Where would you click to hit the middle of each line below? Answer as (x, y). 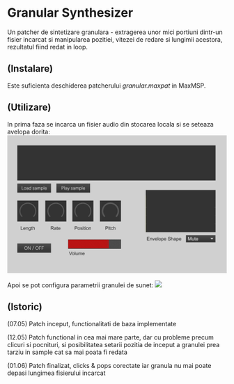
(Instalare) (30, 69)
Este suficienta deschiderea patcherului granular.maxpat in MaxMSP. (107, 86)
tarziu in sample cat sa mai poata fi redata (67, 352)
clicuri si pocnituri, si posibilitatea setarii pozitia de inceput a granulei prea (114, 344)
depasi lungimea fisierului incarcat (56, 373)
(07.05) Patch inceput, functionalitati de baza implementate (92, 323)
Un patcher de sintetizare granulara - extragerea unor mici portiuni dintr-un (115, 32)
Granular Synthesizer (70, 13)
